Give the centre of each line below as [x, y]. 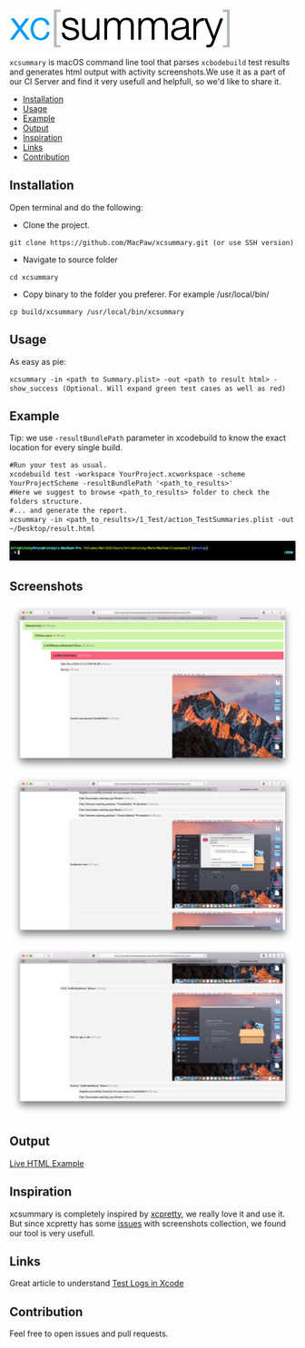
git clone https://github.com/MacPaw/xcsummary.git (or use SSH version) [152, 242]
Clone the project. [56, 225]
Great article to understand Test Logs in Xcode [97, 1284]
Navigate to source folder [70, 260]
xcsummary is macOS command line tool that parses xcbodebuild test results [150, 62]
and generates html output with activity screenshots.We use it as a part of [148, 72]
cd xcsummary [34, 277]
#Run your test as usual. [58, 466]
